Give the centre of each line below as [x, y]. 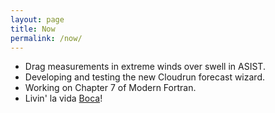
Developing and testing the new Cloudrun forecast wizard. [144, 77]
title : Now [33, 29]
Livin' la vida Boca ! [63, 98]
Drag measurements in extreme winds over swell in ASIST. [145, 67]
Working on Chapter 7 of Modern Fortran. [110, 88]
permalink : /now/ [46, 38]
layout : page [37, 19]
